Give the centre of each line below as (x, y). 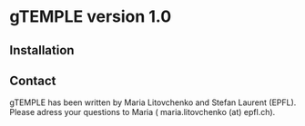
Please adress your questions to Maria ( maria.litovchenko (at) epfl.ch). (142, 112)
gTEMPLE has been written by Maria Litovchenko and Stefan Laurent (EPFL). (153, 102)
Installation (42, 50)
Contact (33, 80)
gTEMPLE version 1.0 (91, 17)
